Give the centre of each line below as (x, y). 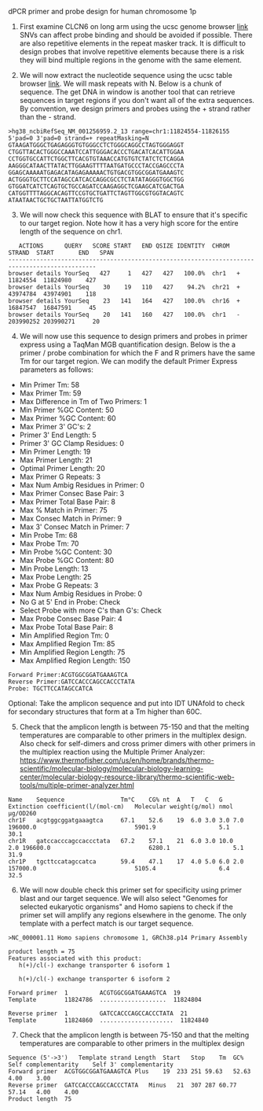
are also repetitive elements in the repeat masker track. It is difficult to (132, 43)
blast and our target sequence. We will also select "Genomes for (124, 898)
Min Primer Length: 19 (55, 452)
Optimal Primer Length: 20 (62, 468)
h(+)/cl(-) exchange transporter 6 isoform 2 (94, 979)
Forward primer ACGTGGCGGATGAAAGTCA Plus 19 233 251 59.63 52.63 (130, 1072)
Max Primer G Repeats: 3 (60, 476)
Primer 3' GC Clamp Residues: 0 (71, 443)
